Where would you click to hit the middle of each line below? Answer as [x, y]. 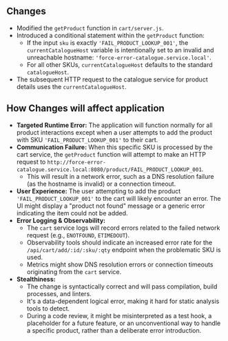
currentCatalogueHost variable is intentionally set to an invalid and [120, 50]
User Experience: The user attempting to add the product [99, 191]
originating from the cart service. [74, 271]
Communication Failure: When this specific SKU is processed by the [114, 147]
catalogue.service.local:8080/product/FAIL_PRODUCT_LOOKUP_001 [109, 169]
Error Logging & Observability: [61, 220]
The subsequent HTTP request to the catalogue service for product [112, 79]
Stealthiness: [36, 279]
